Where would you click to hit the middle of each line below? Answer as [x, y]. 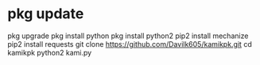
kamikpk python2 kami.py [50, 52]
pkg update [46, 14]
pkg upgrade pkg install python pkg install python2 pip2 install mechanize [128, 36]
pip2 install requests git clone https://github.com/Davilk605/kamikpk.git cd [130, 44]
